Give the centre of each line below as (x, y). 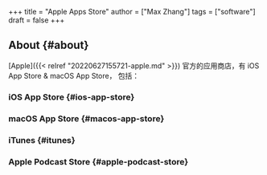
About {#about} (49, 45)
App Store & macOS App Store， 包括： (74, 75)
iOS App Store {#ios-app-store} (72, 97)
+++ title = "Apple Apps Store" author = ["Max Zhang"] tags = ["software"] (132, 12)
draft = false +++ (37, 20)
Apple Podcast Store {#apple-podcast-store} (99, 161)
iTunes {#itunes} (42, 140)
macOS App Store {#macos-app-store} (86, 118)
